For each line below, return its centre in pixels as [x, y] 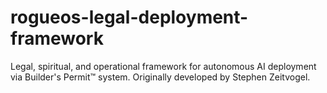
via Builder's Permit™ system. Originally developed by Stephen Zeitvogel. [160, 77]
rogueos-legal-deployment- [129, 17]
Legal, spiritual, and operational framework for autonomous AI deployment [163, 66]
